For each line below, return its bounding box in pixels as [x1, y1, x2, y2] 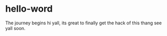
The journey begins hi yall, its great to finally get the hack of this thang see [5, 20, 162, 26]
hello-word [5, 3, 53, 15]
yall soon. [5, 25, 25, 31]
